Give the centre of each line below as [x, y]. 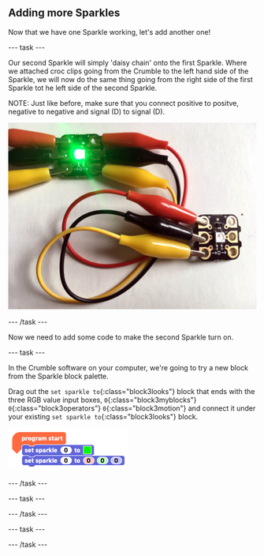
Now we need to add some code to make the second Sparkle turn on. [121, 337]
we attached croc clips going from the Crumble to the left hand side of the [128, 71]
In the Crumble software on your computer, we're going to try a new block [128, 367]
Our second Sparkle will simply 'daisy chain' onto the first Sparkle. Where [128, 62]
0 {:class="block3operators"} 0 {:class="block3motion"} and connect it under [132, 408]
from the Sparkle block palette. [58, 376]
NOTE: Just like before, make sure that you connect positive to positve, [123, 103]
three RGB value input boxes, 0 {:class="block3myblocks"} [102, 400]
